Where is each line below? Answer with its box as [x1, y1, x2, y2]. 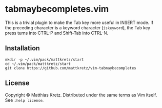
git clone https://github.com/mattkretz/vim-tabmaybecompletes [5, 65, 137, 70]
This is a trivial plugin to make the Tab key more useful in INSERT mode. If [5, 20, 154, 25]
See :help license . [5, 97, 44, 103]
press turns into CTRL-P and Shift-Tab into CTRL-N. [5, 30, 108, 36]
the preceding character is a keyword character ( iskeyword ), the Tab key [5, 24, 150, 30]
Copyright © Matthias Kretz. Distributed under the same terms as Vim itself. [5, 92, 157, 98]
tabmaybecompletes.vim [5, 3, 109, 15]
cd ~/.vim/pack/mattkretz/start [5, 61, 71, 66]
